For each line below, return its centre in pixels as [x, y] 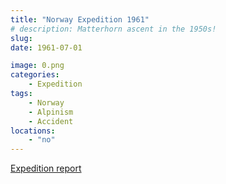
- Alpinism [51, 112]
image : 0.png [37, 66]
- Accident [51, 121]
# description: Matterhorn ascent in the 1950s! [113, 29]
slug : [21, 38]
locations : [33, 131]
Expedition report [46, 168]
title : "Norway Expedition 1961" [80, 19]
